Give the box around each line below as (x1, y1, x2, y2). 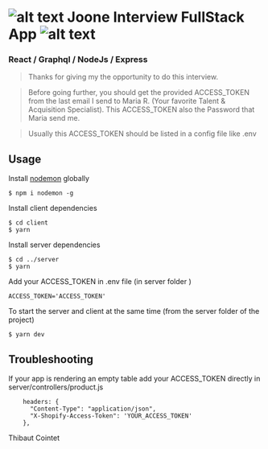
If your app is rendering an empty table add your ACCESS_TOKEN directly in (8, 374, 261, 384)
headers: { (23, 398, 60, 406)
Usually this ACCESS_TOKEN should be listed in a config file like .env (27, 129, 258, 138)
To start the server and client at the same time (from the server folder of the (8, 307, 260, 316)
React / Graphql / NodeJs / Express (8, 54, 148, 65)
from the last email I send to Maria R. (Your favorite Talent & (27, 97, 226, 106)
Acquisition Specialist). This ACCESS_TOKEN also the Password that (27, 105, 255, 114)
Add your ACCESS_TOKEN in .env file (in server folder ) (8, 277, 192, 286)
